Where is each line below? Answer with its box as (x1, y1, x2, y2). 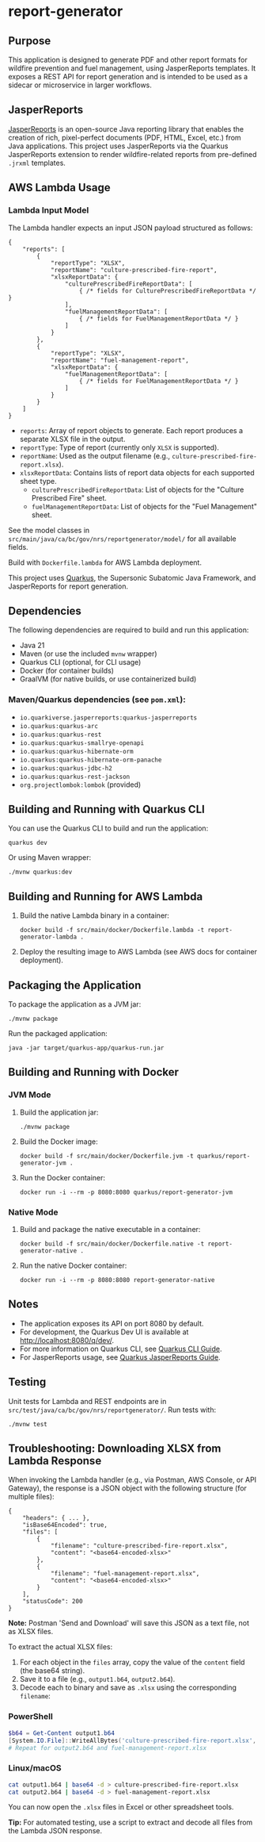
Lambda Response (8, 1454, 102, 1468)
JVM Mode (8, 1089, 51, 1100)
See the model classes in (8, 525, 90, 535)
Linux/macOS (8, 1763, 62, 1774)
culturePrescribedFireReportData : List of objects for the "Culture (31, 485, 244, 494)
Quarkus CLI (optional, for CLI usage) (19, 658, 142, 667)
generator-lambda (19, 933, 78, 942)
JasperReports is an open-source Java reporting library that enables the (8, 124, 244, 133)
